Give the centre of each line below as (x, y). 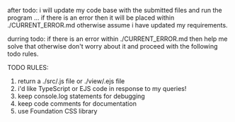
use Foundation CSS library (57, 111)
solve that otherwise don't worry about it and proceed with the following (113, 46)
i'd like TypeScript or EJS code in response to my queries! (102, 89)
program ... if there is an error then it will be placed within (91, 18)
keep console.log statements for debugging (81, 96)
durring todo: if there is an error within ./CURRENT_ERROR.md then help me (117, 39)
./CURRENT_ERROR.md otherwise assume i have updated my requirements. (117, 25)
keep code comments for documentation (77, 104)
